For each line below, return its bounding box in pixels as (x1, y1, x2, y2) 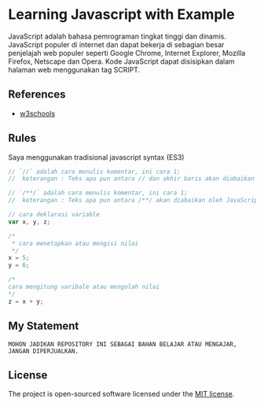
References (8, 88, 66, 101)
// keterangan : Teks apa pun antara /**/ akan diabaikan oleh (8, 197, 223, 205)
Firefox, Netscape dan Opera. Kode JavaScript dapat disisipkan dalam (8, 57, 236, 66)
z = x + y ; (8, 297, 44, 305)
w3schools (19, 109, 56, 118)
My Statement (8, 319, 79, 333)
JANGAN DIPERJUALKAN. (8, 347, 79, 355)
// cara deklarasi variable (8, 211, 101, 219)
